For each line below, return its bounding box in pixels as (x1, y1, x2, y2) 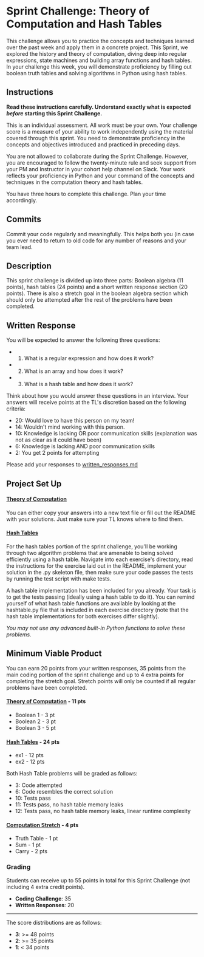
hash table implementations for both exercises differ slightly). (6, 612, 160, 620)
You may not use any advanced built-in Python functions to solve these (6, 624, 186, 632)
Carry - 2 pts (15, 848, 47, 855)
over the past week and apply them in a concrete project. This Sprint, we (6, 44, 188, 51)
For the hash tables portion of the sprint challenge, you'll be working (6, 542, 177, 550)
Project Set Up (6, 478, 62, 489)
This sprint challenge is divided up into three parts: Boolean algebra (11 (6, 277, 183, 284)
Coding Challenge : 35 (15, 894, 72, 902)
